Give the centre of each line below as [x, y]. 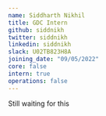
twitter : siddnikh [38, 37]
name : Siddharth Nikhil [47, 15]
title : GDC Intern [38, 23]
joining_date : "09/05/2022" [54, 60]
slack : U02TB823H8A [40, 52]
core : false [27, 67]
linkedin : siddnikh [40, 45]
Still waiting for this [39, 103]
